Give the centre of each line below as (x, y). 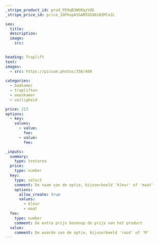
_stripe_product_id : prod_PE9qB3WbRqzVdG (50, 10)
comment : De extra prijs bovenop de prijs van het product (78, 223)
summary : (19, 157)
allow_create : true (39, 194)
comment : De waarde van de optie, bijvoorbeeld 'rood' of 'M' (82, 233)
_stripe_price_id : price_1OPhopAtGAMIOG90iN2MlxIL (60, 15)
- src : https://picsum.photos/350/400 (51, 71)
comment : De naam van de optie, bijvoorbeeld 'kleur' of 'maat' (84, 185)
